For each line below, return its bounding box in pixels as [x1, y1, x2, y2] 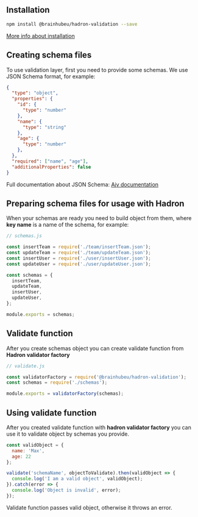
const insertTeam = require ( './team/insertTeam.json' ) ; [6, 244, 151, 250]
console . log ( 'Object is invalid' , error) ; [12, 487, 121, 494]
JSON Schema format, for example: [6, 73, 96, 80]
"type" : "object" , [12, 90, 59, 97]
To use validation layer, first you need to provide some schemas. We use [6, 66, 188, 73]
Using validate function [6, 408, 97, 418]
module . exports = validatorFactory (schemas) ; [6, 391, 124, 397]
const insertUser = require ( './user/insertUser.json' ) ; [6, 255, 151, 262]
